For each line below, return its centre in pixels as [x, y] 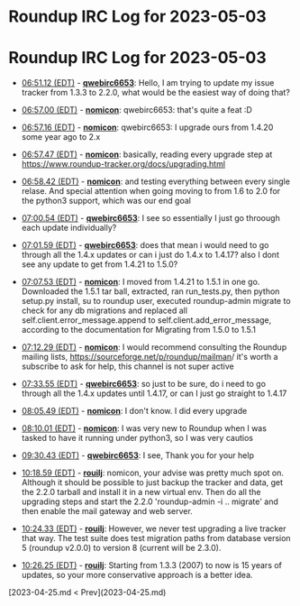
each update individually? [69, 228]
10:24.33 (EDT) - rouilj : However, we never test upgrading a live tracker [154, 528]
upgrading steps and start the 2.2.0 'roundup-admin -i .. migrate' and [150, 501]
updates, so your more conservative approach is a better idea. [137, 575]
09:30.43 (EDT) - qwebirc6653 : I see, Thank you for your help [137, 455]
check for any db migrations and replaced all [105, 311]
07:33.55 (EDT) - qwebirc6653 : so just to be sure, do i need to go [144, 384]
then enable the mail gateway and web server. [107, 511]
